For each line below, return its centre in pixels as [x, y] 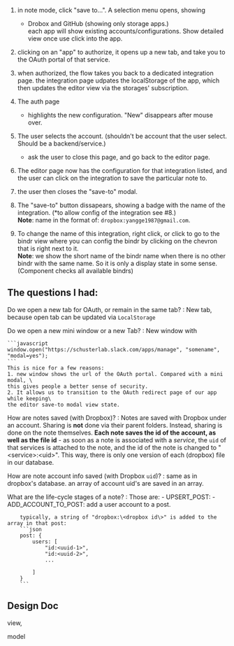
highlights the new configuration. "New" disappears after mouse [120, 115]
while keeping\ [29, 398]
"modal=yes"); [28, 356]
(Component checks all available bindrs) [75, 271]
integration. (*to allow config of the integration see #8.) [97, 212]
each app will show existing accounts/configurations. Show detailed [126, 31]
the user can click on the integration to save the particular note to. [112, 178]
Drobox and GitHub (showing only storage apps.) [98, 23]
